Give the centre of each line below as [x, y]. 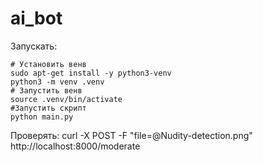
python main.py [42, 117]
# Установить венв [48, 64]
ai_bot [36, 18]
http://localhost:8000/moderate [75, 146]
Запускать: [34, 46]
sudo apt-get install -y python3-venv [91, 73]
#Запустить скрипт [48, 108]
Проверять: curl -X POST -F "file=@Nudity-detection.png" [131, 135]
